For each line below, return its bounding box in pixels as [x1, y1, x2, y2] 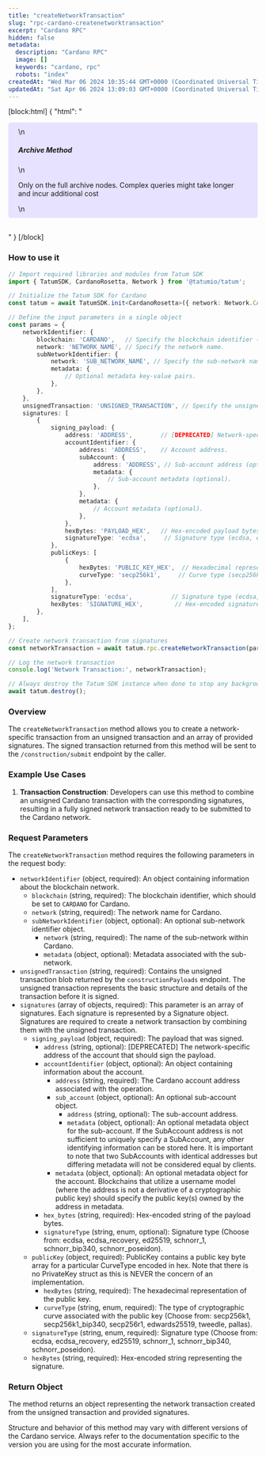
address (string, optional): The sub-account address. [66, 1109, 239, 1118]
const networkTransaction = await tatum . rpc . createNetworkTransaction [8, 644, 246, 652]
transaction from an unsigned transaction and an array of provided [36, 733, 253, 742]
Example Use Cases [8, 769, 86, 780]
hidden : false [8, 33, 55, 42]
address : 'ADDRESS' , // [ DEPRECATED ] [64, 431, 215, 439]
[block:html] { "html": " [8, 107, 82, 116]
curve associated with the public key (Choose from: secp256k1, [43, 1311, 251, 1320]
